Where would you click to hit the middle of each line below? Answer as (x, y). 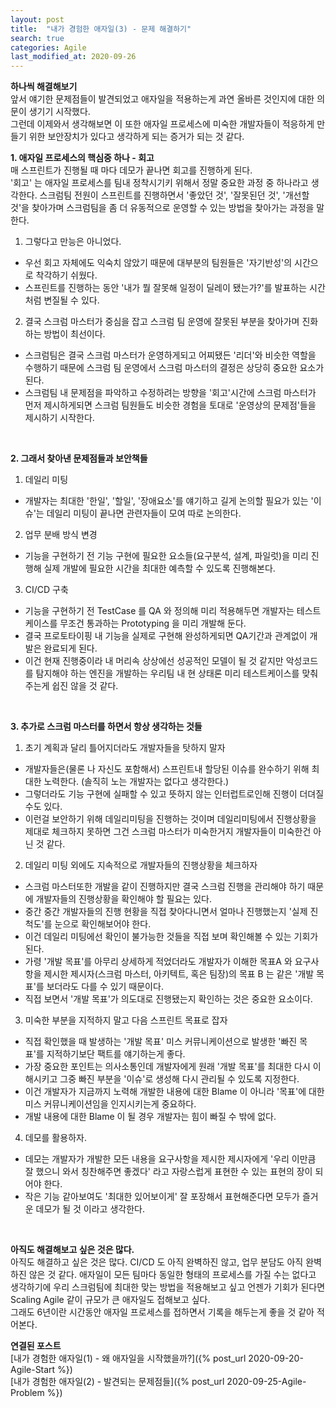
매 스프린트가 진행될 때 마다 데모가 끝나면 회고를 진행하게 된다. (131, 170)
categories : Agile (48, 47)
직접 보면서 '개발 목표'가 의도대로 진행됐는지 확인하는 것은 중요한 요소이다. (168, 999)
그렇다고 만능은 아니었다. (73, 242)
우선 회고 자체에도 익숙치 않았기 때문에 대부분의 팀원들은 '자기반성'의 (158, 263)
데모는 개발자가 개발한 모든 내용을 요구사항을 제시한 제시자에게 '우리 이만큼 (170, 1159)
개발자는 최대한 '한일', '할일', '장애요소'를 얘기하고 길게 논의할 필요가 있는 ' (169, 501)
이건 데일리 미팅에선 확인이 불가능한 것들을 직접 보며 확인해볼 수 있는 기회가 (171, 937)
